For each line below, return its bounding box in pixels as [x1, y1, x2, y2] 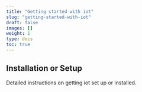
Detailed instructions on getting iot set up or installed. [6, 79, 137, 86]
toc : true [6, 42, 31, 48]
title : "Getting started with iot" [6, 8, 94, 15]
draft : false [6, 19, 38, 25]
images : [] [6, 25, 33, 31]
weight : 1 [6, 31, 31, 37]
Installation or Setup [6, 63, 83, 74]
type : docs [6, 36, 33, 42]
